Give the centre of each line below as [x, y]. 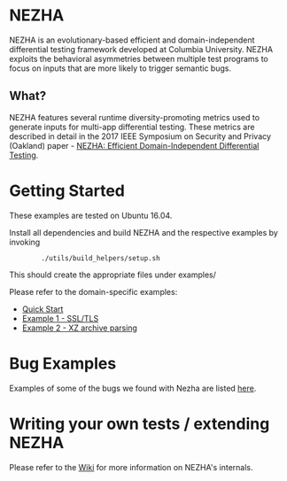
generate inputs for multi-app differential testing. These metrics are [132, 127]
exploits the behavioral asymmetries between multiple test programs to [139, 58]
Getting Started [67, 190]
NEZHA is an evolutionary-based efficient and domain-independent [132, 40]
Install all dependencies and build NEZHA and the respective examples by [144, 232]
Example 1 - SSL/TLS [60, 318]
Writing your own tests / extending [140, 424]
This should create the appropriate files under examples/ [113, 275]
